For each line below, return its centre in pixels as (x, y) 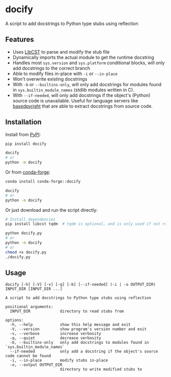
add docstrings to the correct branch (51, 68)
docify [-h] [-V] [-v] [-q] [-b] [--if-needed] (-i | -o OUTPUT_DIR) (81, 285)
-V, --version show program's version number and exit (78, 329)
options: (15, 320)
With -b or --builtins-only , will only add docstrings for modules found (87, 84)
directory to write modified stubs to (101, 369)
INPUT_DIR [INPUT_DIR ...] (34, 289)
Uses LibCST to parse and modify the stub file (61, 52)
